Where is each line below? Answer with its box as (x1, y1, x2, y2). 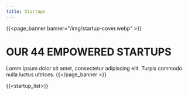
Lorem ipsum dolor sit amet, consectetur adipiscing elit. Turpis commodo (6, 65, 183, 72)
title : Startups (6, 8, 46, 15)
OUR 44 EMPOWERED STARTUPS (6, 45, 172, 59)
